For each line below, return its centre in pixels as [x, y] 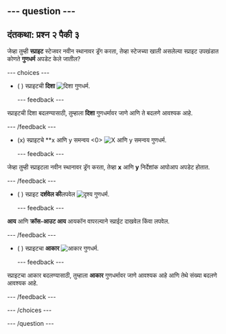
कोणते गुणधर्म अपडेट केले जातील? [44, 59]
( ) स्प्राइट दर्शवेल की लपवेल [46, 194]
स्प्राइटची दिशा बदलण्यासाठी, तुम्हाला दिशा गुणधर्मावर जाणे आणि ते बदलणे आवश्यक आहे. [100, 113]
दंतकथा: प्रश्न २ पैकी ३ [44, 35]
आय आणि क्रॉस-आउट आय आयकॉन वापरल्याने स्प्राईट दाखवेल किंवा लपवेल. [89, 221]
